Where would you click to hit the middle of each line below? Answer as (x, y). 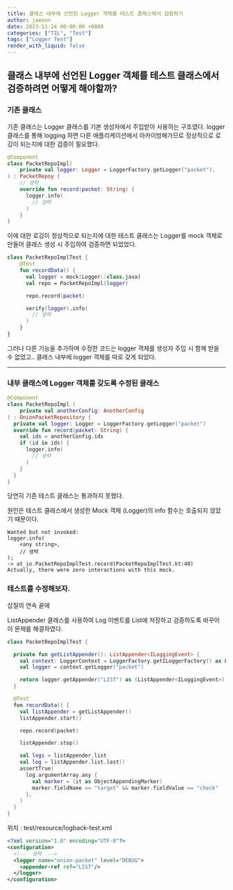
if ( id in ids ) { (45, 443)
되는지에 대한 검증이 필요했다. (60, 144)
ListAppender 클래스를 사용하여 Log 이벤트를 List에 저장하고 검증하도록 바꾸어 (114, 620)
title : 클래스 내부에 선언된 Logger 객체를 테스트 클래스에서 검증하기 (95, 14)
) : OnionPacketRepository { (49, 417)
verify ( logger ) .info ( (57, 308)
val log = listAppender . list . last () (73, 762)
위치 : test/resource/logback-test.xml (60, 828)
